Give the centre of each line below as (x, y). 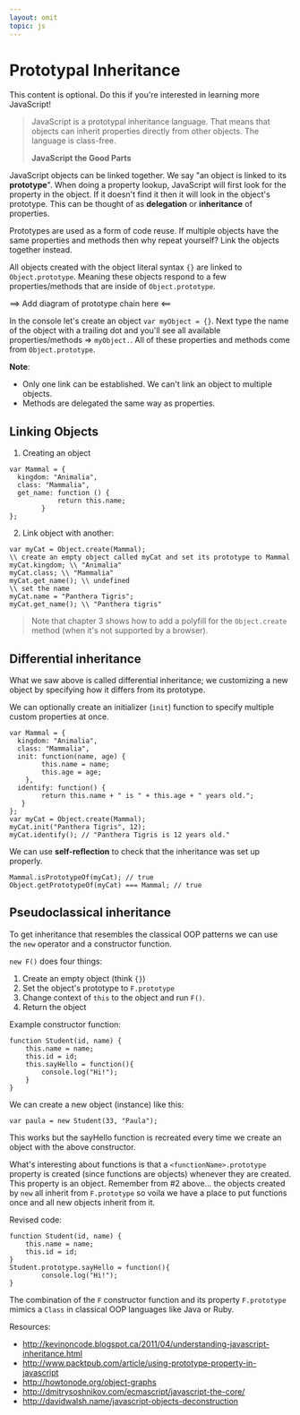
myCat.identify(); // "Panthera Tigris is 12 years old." (120, 835)
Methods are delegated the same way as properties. (119, 403)
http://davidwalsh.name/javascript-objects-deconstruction (130, 1401)
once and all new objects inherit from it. (82, 1202)
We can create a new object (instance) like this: (97, 1104)
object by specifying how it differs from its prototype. (107, 690)
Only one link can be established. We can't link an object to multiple (147, 384)
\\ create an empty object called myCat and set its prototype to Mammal (150, 557)
